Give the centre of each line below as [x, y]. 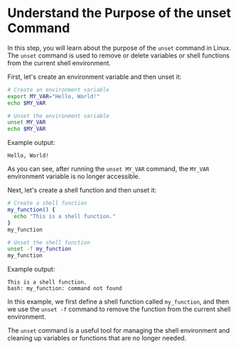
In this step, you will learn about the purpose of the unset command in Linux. [119, 48]
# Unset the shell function [49, 242]
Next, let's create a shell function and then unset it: [82, 190]
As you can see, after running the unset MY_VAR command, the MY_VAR [108, 169]
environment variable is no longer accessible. [74, 176]
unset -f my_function [39, 249]
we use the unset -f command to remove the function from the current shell [119, 309]
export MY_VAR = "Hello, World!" [54, 96]
